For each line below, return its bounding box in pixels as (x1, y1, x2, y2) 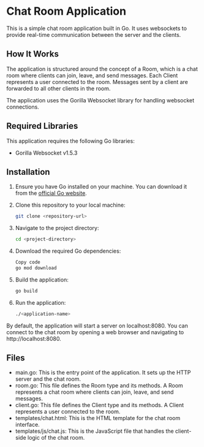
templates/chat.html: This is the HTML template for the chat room (15, 415, 181, 422)
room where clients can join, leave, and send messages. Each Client (6, 72, 178, 79)
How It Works (6, 49, 59, 59)
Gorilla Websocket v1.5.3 (15, 149, 78, 156)
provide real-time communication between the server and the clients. (6, 31, 181, 38)
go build (15, 288, 38, 294)
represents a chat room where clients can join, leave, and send (15, 388, 174, 396)
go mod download (15, 265, 57, 271)
